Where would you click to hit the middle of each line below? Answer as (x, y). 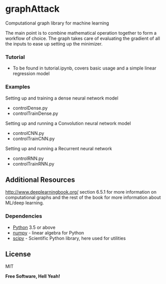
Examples (18, 87)
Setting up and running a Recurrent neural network (59, 148)
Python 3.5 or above (34, 227)
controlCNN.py (28, 133)
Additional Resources (40, 180)
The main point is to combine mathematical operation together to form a (81, 33)
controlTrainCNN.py (34, 138)
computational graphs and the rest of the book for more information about (83, 198)
